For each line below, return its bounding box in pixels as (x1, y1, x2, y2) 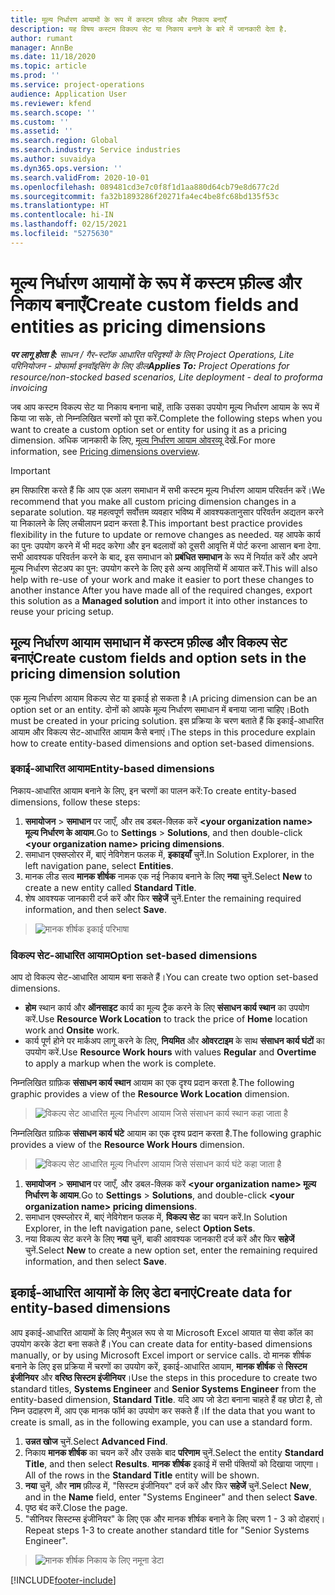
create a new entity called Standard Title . (24, 881, 197, 893)
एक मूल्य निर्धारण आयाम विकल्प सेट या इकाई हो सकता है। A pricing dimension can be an (10, 692, 318, 704)
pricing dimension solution (10, 666, 181, 683)
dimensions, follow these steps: (10, 796, 141, 808)
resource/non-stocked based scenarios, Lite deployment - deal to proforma (10, 371, 323, 383)
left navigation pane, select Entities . (24, 859, 174, 871)
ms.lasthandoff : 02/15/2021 (10, 219, 128, 230)
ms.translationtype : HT (10, 201, 110, 211)
